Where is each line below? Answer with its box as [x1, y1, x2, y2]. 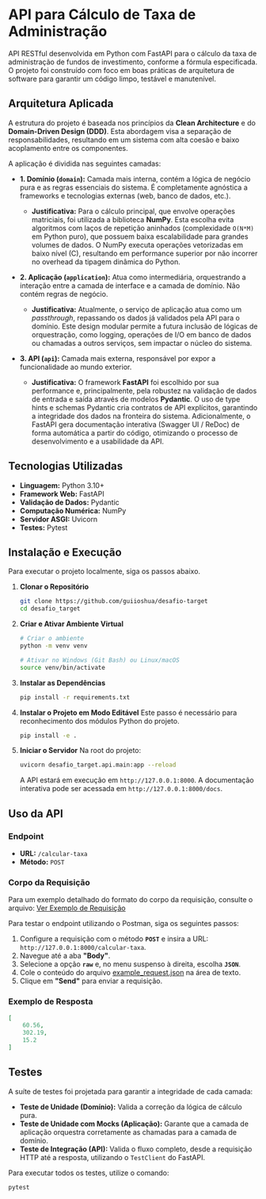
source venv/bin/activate [19, 663, 105, 671]
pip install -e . [19, 732, 78, 740]
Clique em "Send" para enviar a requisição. [19, 976, 163, 986]
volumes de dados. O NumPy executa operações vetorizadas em [31, 240, 244, 249]
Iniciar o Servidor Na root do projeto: [19, 746, 142, 755]
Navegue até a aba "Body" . [19, 951, 111, 961]
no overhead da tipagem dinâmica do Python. [31, 256, 180, 267]
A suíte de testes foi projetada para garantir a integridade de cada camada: [8, 1086, 253, 1096]
